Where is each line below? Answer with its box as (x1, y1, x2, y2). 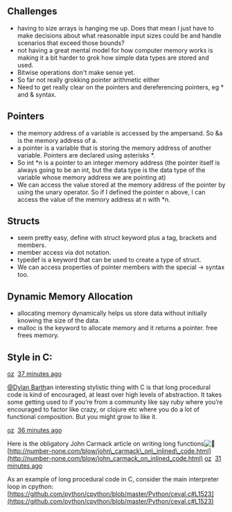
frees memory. (17, 331, 60, 339)
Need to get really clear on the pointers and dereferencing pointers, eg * (17, 83, 224, 91)
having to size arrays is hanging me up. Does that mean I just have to (17, 24, 215, 32)
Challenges (7, 6, 57, 17)
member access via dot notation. (17, 248, 111, 257)
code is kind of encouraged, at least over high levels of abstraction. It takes (7, 391, 222, 399)
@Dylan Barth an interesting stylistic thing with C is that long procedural (7, 383, 211, 391)
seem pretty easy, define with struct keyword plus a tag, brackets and (17, 234, 217, 242)
